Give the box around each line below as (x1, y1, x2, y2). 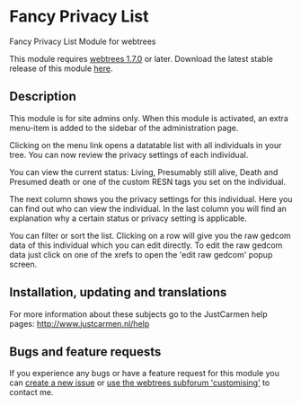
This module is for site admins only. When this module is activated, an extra (9, 112, 289, 123)
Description (9, 89, 76, 104)
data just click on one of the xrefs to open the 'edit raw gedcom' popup (9, 249, 273, 260)
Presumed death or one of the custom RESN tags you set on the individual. (9, 176, 286, 187)
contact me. (9, 387, 54, 398)
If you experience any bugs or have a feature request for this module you (9, 368, 280, 379)
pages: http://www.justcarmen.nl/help (9, 318, 150, 329)
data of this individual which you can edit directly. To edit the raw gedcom (9, 240, 283, 251)
